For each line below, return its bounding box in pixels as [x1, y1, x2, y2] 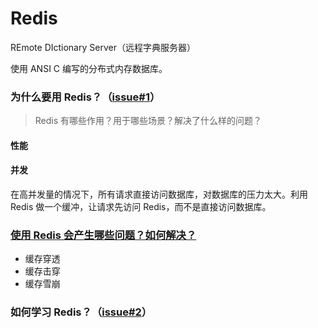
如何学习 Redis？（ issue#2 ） [10, 305, 153, 319]
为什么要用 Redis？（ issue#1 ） [10, 90, 161, 104]
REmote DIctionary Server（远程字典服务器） [10, 41, 196, 53]
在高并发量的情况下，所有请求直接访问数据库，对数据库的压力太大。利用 [10, 188, 308, 201]
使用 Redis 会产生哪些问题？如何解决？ [10, 228, 197, 242]
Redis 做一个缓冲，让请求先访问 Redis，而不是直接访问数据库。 [10, 201, 272, 213]
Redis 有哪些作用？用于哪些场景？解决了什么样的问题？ [34, 115, 263, 127]
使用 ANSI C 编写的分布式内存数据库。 [10, 62, 168, 74]
